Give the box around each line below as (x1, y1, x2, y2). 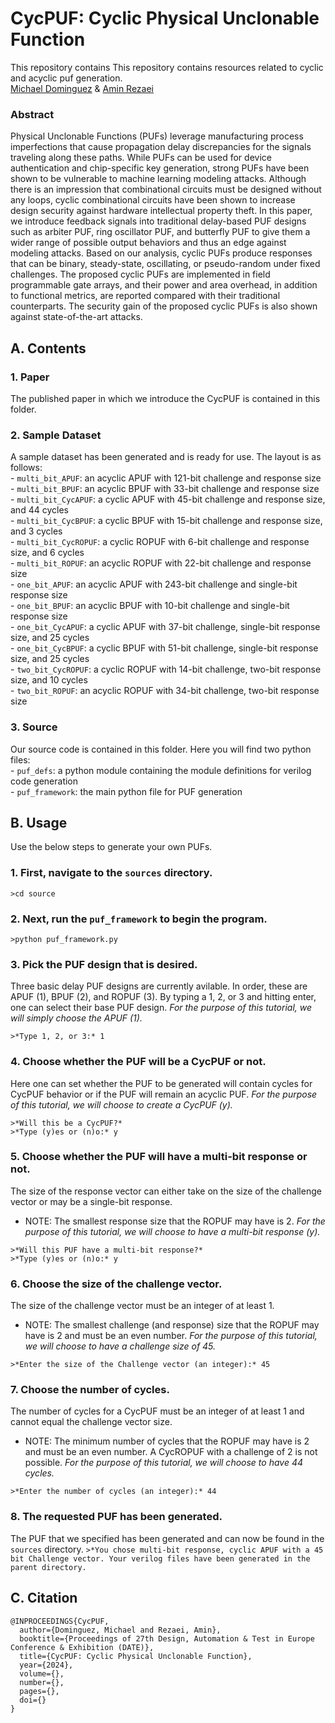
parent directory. (10, 1562, 87, 1572)
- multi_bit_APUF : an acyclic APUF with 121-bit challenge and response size (10, 472, 322, 484)
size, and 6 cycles (10, 547, 85, 559)
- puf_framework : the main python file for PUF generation (10, 785, 243, 797)
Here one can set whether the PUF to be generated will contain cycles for (10, 1077, 313, 1089)
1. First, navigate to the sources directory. (10, 866, 213, 880)
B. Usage (10, 814, 68, 831)
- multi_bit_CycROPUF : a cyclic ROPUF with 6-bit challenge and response (10, 536, 310, 548)
